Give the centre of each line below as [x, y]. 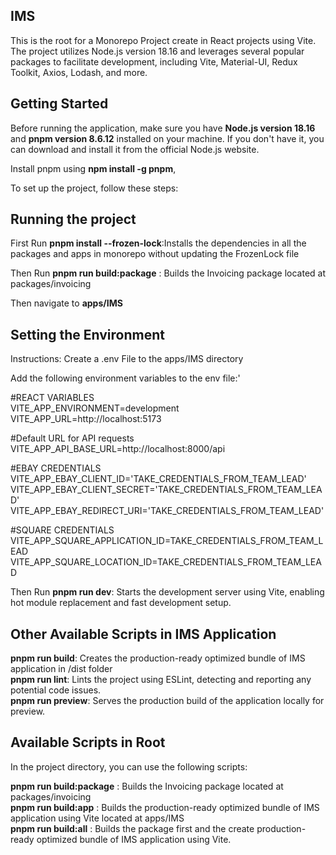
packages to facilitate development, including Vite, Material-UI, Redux [154, 61]
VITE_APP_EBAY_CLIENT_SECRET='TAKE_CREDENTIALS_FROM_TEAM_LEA [166, 490]
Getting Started [59, 104]
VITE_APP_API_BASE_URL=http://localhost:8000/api [118, 449]
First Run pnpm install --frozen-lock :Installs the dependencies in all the [158, 243]
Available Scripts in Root [88, 742]
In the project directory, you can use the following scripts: [129, 766]
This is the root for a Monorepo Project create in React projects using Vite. [163, 40]
